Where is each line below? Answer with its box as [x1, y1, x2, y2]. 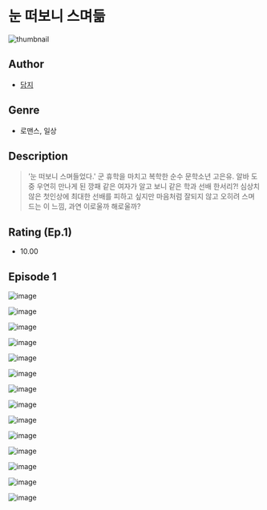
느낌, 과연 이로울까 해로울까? [51, 202, 141, 211]
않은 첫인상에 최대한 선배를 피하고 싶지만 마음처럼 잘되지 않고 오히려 [27, 191, 241, 201]
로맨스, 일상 [19, 126, 58, 135]
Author [8, 58, 44, 71]
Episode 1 [8, 270, 58, 283]
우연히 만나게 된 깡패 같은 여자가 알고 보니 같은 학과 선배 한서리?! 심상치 [36, 182, 261, 191]
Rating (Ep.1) [8, 225, 72, 239]
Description [8, 149, 68, 163]
